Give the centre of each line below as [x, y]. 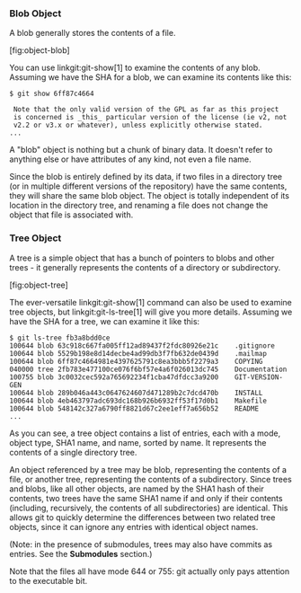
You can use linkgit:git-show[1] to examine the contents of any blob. [135, 68]
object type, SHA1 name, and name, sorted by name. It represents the [138, 442]
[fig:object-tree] [39, 285]
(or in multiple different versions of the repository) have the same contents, [148, 186]
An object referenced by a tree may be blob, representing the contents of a [148, 469]
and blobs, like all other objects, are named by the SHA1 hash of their [137, 489]
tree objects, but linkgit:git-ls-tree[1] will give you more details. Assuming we [151, 312]
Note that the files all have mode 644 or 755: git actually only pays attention [150, 571]
